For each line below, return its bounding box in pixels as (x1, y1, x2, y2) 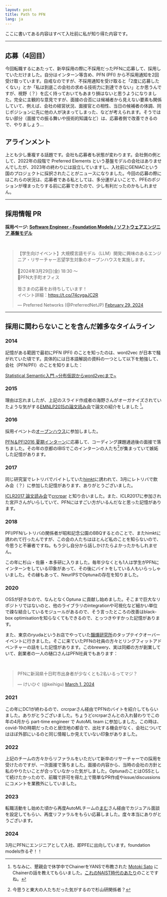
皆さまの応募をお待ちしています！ (17, 286, 87, 292)
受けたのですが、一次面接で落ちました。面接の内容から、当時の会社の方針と (5, 762, 162, 768)
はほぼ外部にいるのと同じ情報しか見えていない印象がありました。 (5, 731, 140, 737)
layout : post (5, 7, 32, 12)
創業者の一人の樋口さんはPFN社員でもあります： (17, 651, 118, 657)
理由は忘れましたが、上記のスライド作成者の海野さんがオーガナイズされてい (5, 397, 162, 403)
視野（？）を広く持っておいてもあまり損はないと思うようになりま (18, 91, 153, 97)
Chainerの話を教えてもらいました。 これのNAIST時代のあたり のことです (12, 870, 159, 876)
